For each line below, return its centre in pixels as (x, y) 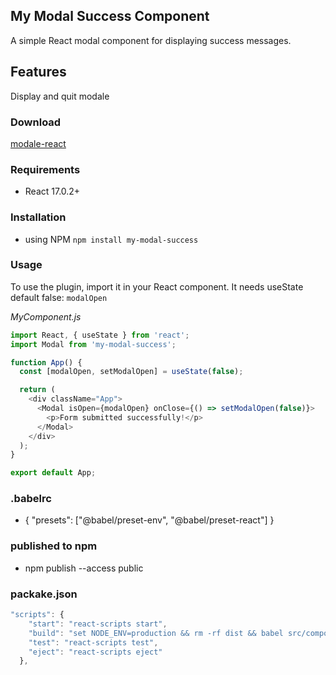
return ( (37, 390)
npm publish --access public (84, 568)
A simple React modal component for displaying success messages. (151, 40)
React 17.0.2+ (52, 191)
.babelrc (31, 499)
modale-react (38, 143)
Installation (38, 217)
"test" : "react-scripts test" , (93, 642)
